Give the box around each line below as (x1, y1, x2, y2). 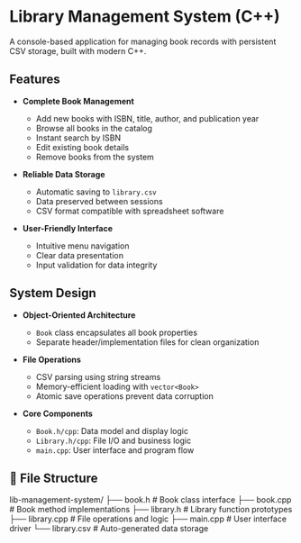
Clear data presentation (35, 249, 124, 260)
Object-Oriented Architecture (22, 309, 136, 321)
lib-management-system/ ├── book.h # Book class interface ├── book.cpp (9, 494, 292, 505)
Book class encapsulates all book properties (35, 327, 198, 338)
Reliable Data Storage (22, 168, 105, 179)
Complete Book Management (22, 95, 135, 106)
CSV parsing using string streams (35, 371, 161, 382)
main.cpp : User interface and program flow (35, 444, 195, 456)
